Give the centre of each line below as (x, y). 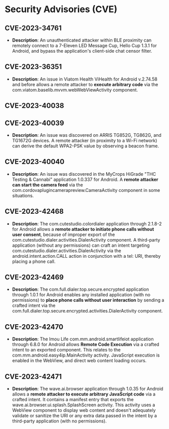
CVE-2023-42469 (34, 277)
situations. (23, 196)
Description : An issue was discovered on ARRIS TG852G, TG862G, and (87, 135)
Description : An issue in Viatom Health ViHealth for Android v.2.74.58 (85, 79)
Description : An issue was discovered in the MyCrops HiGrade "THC (84, 174)
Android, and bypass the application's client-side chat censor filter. (82, 51)
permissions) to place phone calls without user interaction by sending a (88, 300)
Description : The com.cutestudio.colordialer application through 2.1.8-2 (87, 223)
